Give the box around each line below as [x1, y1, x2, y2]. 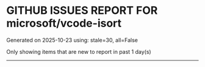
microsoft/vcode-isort [6, 16, 122, 30]
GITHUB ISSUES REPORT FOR [6, 4, 158, 18]
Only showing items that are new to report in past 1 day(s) [6, 48, 151, 55]
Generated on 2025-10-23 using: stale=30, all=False [6, 36, 138, 43]
